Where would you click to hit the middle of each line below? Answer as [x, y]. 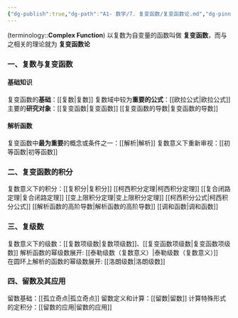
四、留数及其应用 [37, 281]
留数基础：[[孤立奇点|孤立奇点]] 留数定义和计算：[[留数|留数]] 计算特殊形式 [117, 298]
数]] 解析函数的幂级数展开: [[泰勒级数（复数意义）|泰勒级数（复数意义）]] [113, 252]
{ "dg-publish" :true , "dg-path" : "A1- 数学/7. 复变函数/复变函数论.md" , [107, 14]
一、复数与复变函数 [40, 64]
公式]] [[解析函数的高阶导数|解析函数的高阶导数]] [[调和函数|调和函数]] [116, 207]
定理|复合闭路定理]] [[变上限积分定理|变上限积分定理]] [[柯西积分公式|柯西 [115, 198]
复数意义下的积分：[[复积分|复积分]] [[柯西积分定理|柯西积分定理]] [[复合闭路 [119, 189]
